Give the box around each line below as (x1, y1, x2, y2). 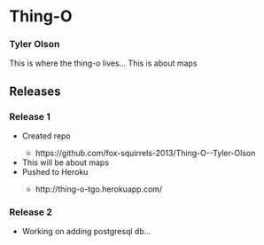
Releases (9, 83, 61, 99)
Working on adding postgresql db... (21, 226, 151, 237)
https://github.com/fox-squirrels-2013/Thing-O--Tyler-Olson (35, 148, 256, 159)
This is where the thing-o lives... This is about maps (9, 58, 198, 68)
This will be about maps (21, 157, 109, 168)
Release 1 (9, 110, 50, 122)
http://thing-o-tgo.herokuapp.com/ (35, 184, 163, 194)
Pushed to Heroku (21, 167, 89, 178)
